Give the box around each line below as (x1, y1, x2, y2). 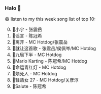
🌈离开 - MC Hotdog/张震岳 (12, 39, 68, 45)
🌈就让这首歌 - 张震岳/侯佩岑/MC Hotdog (12, 45, 96, 52)
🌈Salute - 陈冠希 (12, 83, 47, 89)
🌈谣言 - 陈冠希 (12, 33, 43, 39)
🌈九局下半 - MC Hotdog (12, 52, 62, 58)
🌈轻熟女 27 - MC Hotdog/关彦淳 (12, 77, 79, 83)
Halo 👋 (5, 5, 21, 12)
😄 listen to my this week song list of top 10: (5, 16, 96, 22)
